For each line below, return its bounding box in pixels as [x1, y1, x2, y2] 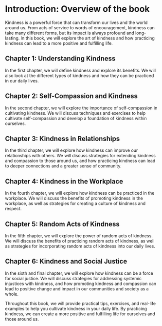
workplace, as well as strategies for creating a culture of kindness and [5, 201, 146, 206]
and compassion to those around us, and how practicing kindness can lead [5, 158, 156, 164]
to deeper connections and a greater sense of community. [5, 163, 122, 169]
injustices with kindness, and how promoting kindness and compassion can [5, 281, 157, 286]
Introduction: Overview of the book [5, 3, 150, 15]
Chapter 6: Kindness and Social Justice [5, 257, 127, 265]
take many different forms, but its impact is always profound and [5, 30, 135, 36]
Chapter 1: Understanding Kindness [5, 55, 116, 63]
